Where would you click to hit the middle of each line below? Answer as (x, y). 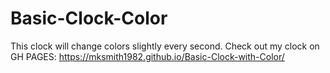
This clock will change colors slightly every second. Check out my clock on (165, 46)
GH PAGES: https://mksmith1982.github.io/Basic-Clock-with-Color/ (147, 56)
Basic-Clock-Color (89, 18)
